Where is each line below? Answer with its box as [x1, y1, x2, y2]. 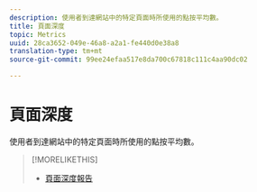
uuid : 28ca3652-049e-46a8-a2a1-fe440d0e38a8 [9, 38, 179, 48]
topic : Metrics [9, 30, 67, 39]
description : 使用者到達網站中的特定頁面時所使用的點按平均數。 [9, 13, 224, 23]
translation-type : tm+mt [9, 47, 103, 56]
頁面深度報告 [44, 172, 93, 183]
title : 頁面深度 [9, 22, 65, 31]
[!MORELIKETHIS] [31, 154, 98, 165]
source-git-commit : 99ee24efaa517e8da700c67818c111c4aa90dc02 [9, 55, 248, 64]
